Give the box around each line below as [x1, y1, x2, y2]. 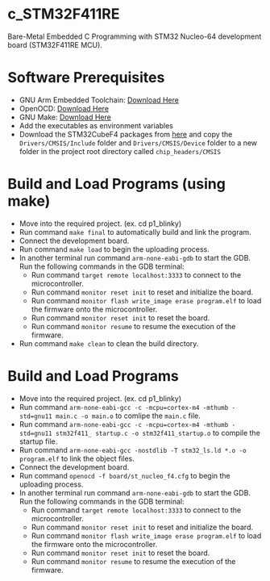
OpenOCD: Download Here [19, 103, 110, 113]
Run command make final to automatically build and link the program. [19, 227, 251, 236]
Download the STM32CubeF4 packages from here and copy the [19, 129, 233, 139]
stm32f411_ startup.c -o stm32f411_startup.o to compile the [55, 428, 261, 437]
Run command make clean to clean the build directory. [19, 338, 199, 348]
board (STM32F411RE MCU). [7, 40, 102, 49]
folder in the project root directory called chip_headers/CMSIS [19, 146, 221, 156]
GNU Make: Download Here [19, 112, 112, 122]
